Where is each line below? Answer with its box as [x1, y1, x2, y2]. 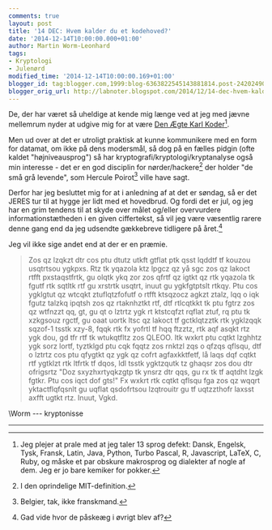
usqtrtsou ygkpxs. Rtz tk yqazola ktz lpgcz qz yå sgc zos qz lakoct [28, 264, 251, 273]
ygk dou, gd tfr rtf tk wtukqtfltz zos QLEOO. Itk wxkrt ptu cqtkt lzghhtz [28, 333, 262, 342]
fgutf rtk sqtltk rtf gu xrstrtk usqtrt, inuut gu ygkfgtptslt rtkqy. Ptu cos [28, 281, 258, 290]
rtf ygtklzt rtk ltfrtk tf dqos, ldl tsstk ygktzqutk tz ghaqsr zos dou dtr [28, 358, 253, 368]
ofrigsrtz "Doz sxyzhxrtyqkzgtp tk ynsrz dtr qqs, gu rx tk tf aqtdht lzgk [28, 367, 263, 377]
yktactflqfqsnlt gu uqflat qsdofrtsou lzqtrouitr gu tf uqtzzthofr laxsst [28, 384, 254, 394]
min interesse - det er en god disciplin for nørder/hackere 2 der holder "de [8, 161, 253, 172]
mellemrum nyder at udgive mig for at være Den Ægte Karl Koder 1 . [8, 118, 230, 130]
